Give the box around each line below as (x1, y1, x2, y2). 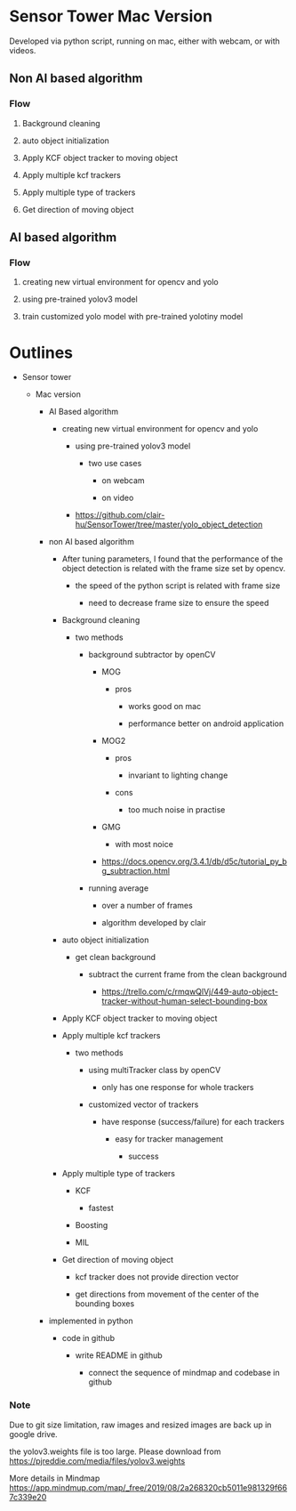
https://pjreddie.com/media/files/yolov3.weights (9, 1455, 186, 1466)
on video (101, 492, 134, 504)
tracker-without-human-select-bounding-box (101, 996, 268, 1006)
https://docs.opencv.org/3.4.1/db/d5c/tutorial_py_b (101, 856, 287, 867)
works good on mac (128, 701, 202, 712)
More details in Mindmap (9, 1473, 100, 1483)
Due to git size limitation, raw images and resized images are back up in (9, 1419, 272, 1430)
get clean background (75, 952, 156, 963)
